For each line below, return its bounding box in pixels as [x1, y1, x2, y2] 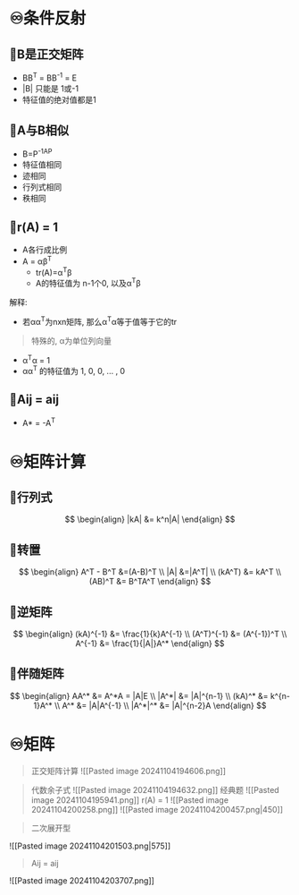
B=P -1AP [21, 147, 53, 159]
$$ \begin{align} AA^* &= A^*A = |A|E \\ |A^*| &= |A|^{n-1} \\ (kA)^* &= [10, 690, 269, 701]
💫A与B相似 [9, 123, 70, 139]
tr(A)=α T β [35, 265, 72, 277]
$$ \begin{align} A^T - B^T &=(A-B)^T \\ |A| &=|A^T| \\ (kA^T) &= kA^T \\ [18, 567, 282, 577]
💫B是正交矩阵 [9, 47, 84, 62]
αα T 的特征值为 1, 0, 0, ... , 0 [21, 364, 126, 376]
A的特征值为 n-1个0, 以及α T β [35, 277, 141, 288]
